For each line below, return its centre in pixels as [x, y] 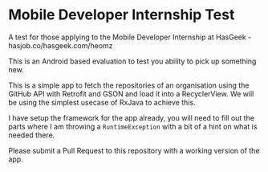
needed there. [32, 135]
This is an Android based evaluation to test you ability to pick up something [132, 61]
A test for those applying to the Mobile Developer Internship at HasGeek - [130, 37]
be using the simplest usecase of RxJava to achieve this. [102, 102]
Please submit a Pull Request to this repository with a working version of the [134, 150]
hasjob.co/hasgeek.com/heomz [61, 45]
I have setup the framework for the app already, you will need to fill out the [132, 117]
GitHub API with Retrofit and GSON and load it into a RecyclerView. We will [131, 93]
